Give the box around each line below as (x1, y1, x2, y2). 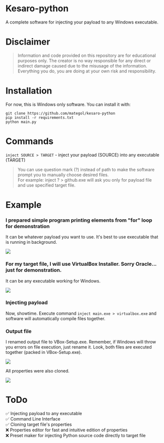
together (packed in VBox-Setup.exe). (5, 350, 82, 355)
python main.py (5, 119, 37, 124)
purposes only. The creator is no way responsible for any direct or (17, 57, 151, 64)
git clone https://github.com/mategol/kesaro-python (5, 111, 116, 116)
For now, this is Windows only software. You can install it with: (5, 101, 131, 107)
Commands (5, 136, 54, 147)
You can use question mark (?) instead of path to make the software (17, 166, 155, 172)
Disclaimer (5, 36, 50, 47)
